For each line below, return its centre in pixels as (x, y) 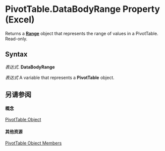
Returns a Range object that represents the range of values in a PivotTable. (82, 33)
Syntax (16, 54)
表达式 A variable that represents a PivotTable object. (60, 77)
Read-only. (16, 39)
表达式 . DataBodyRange (30, 67)
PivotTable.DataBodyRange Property (82, 9)
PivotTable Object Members (33, 143)
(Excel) (20, 20)
